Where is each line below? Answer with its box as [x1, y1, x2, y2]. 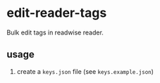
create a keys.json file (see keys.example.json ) [16, 67, 154, 75]
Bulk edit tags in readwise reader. [6, 28, 104, 37]
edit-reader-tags [6, 5, 107, 21]
